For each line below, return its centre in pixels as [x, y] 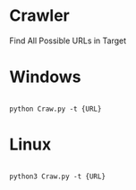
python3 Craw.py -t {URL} [57, 176]
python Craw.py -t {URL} [55, 109]
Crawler [39, 16]
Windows [45, 77]
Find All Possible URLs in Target [68, 41]
